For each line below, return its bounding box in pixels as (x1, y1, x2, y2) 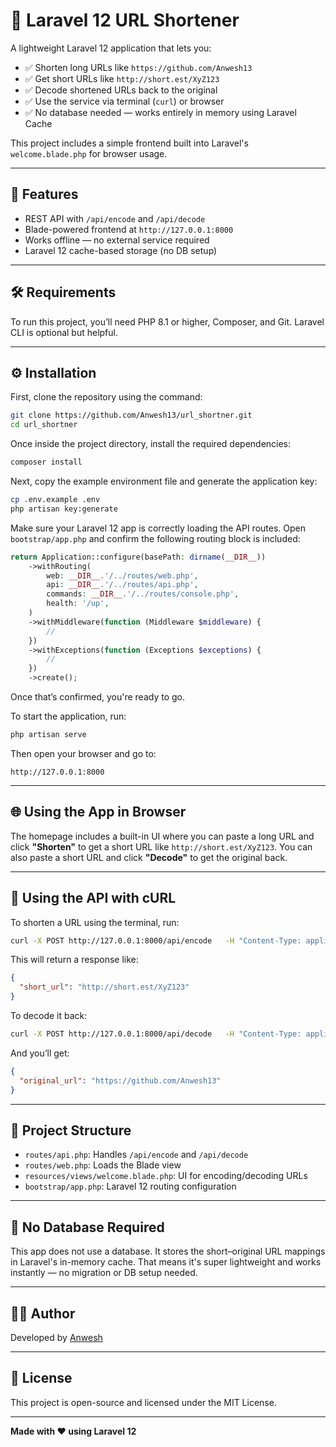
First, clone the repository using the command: (10, 391, 203, 403)
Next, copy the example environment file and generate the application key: (10, 475, 318, 487)
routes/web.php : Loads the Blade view (24, 1159, 182, 1171)
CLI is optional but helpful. (10, 326, 119, 338)
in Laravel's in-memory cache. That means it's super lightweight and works (10, 1256, 322, 1268)
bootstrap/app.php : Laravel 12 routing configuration (24, 1180, 237, 1193)
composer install (10, 457, 83, 468)
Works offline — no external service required (24, 234, 210, 246)
